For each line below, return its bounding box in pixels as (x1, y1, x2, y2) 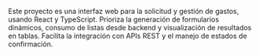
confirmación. (8, 40, 53, 49)
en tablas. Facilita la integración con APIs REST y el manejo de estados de (8, 31, 247, 40)
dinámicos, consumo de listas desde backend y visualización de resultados (8, 23, 252, 32)
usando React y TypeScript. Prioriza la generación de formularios (8, 15, 220, 24)
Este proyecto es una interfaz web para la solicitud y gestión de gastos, (8, 7, 239, 15)
